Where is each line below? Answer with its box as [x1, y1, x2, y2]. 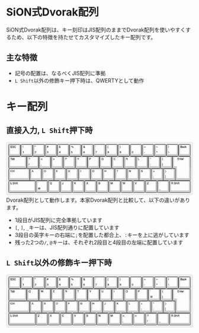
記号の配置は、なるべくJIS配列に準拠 [14, 69, 106, 77]
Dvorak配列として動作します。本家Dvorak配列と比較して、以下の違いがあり [6, 196, 191, 204]
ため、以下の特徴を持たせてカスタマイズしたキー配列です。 [11, 33, 156, 40]
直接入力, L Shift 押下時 [6, 125, 93, 135]
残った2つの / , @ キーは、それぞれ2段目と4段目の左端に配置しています [14, 239, 184, 246]
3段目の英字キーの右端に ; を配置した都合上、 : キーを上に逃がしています [14, 231, 190, 239]
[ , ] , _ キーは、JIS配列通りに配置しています [14, 224, 120, 231]
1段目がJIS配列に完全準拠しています [14, 217, 102, 224]
